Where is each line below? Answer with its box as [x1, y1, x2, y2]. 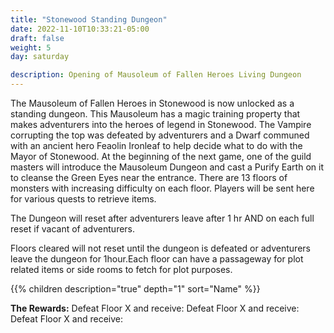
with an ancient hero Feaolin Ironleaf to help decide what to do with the [10, 140, 303, 151]
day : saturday [10, 52, 70, 62]
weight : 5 [10, 42, 52, 53]
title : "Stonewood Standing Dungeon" [10, 14, 168, 25]
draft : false [10, 33, 65, 43]
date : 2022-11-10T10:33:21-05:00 [10, 24, 150, 34]
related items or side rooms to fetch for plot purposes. [10, 264, 233, 275]
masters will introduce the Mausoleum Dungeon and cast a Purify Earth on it [10, 161, 324, 173]
